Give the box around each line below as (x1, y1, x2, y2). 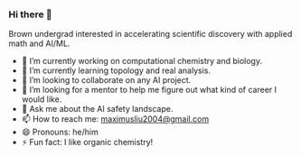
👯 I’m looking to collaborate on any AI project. (21, 75, 192, 86)
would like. (21, 94, 62, 105)
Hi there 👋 (8, 8, 53, 21)
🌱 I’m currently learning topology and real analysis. (21, 65, 212, 76)
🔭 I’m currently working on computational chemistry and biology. (21, 56, 263, 67)
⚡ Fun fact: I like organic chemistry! (21, 137, 154, 148)
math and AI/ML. (8, 38, 71, 49)
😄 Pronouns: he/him (21, 126, 99, 138)
